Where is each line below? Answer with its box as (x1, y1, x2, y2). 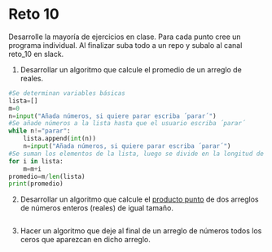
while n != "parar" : (8, 127, 71, 135)
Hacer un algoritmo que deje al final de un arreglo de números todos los (20, 226, 262, 236)
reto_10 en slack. (8, 49, 64, 59)
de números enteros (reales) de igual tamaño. (20, 203, 173, 213)
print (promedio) (8, 180, 64, 188)
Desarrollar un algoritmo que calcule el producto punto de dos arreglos (20, 194, 259, 204)
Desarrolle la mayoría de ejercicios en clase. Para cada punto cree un (8, 32, 242, 41)
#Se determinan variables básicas (8, 89, 126, 98)
